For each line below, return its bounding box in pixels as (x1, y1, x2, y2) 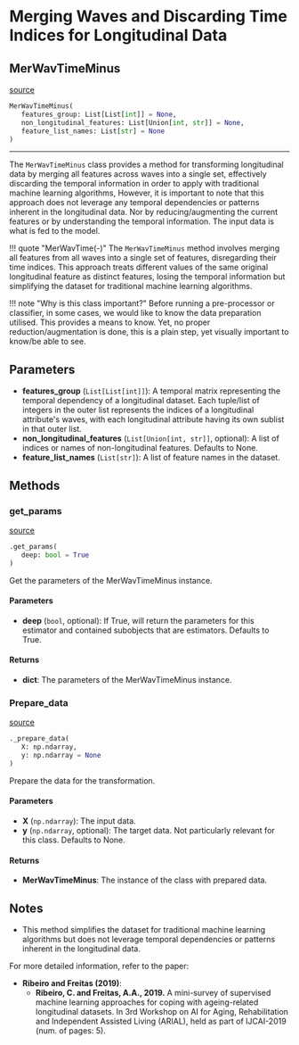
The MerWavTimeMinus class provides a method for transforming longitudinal (9, 159, 284, 170)
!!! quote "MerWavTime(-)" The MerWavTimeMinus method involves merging (9, 243, 280, 253)
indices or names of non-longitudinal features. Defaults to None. (21, 443, 258, 453)
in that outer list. (21, 424, 82, 435)
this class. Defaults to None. (21, 834, 126, 845)
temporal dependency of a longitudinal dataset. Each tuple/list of (21, 395, 260, 406)
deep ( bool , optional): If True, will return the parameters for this (21, 615, 255, 626)
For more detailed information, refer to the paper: (9, 960, 190, 971)
